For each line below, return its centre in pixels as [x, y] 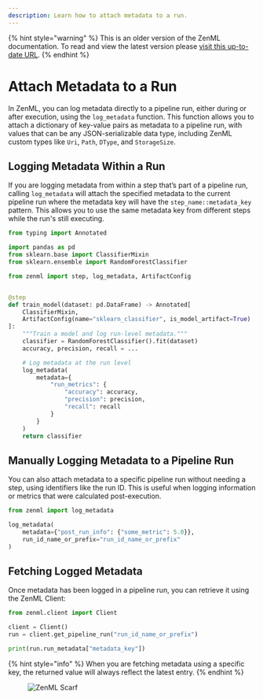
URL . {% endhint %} [57, 54]
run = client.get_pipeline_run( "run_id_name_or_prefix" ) [103, 634]
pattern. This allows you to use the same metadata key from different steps [130, 210]
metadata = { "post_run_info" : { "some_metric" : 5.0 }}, [108, 532]
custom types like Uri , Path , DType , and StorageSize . [92, 142]
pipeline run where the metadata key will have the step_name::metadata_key [130, 202]
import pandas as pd [42, 248]
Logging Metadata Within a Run [87, 166]
